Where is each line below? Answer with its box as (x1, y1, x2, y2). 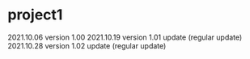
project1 (7, 6, 63, 24)
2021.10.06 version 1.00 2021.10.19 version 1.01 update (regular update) (7, 32, 243, 42)
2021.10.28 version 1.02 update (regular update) (7, 40, 167, 50)
